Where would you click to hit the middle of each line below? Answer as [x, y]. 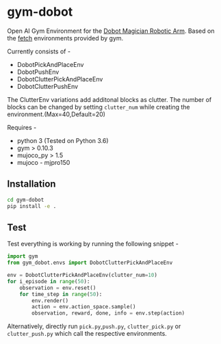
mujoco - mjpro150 [43, 162]
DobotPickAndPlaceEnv [50, 64]
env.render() [50, 301]
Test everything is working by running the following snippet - [93, 244]
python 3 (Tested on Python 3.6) [63, 140]
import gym [23, 256]
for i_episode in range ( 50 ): [49, 281]
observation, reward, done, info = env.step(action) [108, 313]
